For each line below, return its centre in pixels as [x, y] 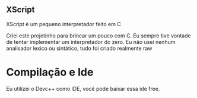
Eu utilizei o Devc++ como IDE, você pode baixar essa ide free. [83, 88]
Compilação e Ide [50, 72]
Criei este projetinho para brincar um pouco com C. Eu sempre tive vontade [99, 36]
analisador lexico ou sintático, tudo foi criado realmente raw [79, 48]
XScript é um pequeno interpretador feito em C [64, 24]
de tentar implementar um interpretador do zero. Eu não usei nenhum [91, 42]
